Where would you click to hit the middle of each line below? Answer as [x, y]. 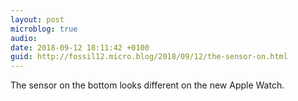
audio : [24, 38]
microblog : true [44, 29]
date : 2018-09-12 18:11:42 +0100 [80, 47]
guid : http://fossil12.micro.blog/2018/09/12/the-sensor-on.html [149, 57]
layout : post [37, 19]
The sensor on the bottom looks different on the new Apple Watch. [147, 85]
